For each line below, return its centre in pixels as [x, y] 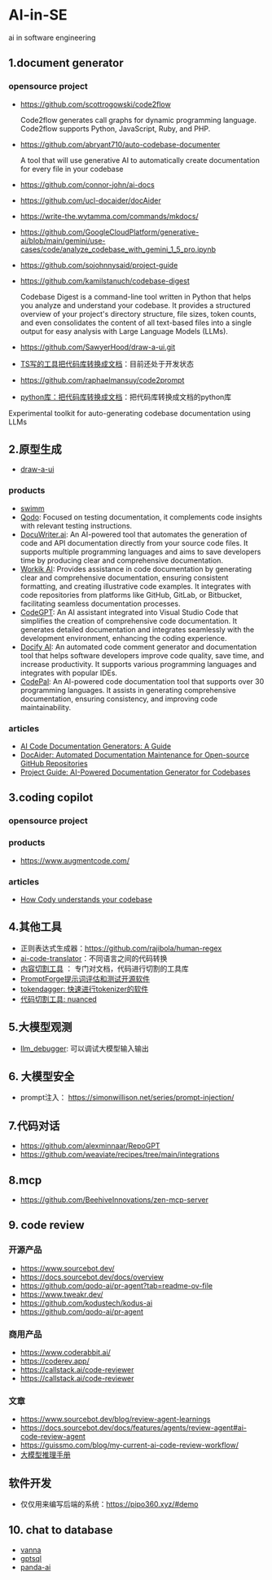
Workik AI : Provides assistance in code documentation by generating [136, 568]
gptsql [31, 1558]
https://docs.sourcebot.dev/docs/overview [92, 1277]
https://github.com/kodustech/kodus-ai [86, 1303]
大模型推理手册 [45, 1455]
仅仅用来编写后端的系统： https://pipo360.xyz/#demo [109, 1504]
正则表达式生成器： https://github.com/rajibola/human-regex [121, 948]
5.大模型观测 [40, 1027]
